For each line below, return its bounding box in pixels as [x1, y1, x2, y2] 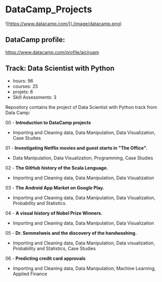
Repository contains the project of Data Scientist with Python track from [5, 104, 157, 110]
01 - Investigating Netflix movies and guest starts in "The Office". [5, 145, 148, 151]
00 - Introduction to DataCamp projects [5, 119, 91, 125]
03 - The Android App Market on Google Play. [5, 184, 105, 191]
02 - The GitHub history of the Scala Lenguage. [5, 164, 109, 171]
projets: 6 [12, 88, 33, 95]
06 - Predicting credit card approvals [5, 255, 86, 261]
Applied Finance [12, 271, 48, 277]
